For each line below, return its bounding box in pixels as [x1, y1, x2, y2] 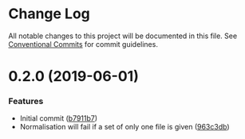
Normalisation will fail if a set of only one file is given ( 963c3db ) [19, 122, 230, 132]
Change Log [8, 5, 90, 23]
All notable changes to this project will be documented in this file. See [8, 31, 238, 41]
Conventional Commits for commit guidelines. [8, 39, 158, 48]
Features [8, 96, 44, 107]
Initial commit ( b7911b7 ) [19, 114, 98, 123]
